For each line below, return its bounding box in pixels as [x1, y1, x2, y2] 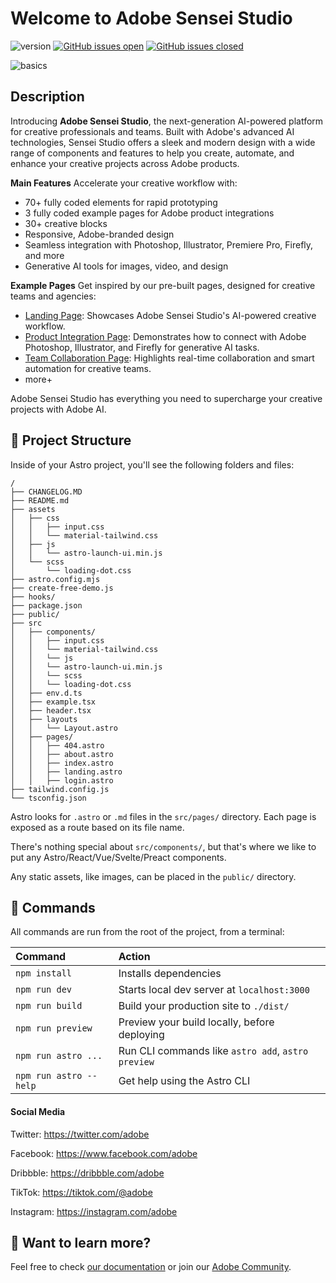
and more [24, 249, 65, 261]
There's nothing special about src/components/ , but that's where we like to [10, 840, 317, 852]
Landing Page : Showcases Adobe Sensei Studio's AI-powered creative [24, 309, 317, 321]
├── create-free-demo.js [10, 583, 114, 593]
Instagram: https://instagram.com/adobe [10, 1205, 178, 1217]
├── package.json [10, 600, 83, 611]
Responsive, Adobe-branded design [24, 228, 175, 240]
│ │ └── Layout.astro [10, 723, 118, 733]
